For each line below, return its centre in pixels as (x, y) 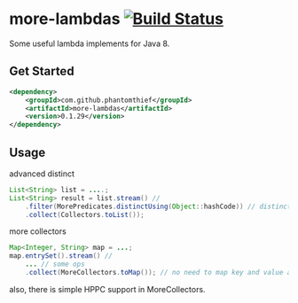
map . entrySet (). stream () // (61, 256)
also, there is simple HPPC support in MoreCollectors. (107, 289)
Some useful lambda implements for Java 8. (90, 43)
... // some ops (55, 264)
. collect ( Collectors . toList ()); (85, 214)
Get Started (42, 71)
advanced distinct (42, 174)
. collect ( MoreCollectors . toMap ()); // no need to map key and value (154, 273)
